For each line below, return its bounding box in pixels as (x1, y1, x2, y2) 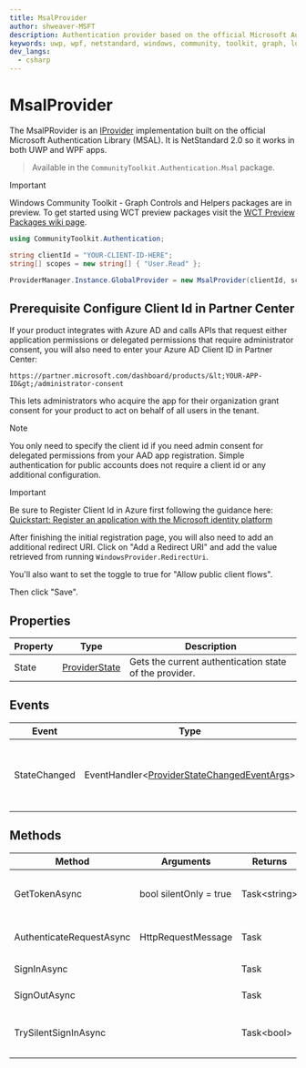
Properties (9, 613, 71, 628)
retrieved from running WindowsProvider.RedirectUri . (9, 552, 209, 563)
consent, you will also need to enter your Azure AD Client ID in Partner (9, 344, 273, 355)
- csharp (17, 56, 51, 65)
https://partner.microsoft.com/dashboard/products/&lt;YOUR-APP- (9, 371, 262, 381)
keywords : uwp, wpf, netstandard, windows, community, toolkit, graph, (9, 38, 287, 48)
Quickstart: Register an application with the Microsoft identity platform (9, 514, 273, 525)
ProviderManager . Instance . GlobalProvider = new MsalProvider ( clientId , (9, 275, 287, 285)
